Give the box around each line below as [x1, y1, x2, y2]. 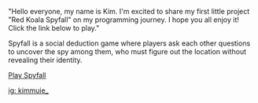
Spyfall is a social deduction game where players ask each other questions [8, 39, 251, 48]
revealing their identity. [8, 55, 83, 64]
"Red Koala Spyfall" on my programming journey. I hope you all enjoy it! [8, 15, 240, 24]
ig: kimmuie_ [8, 86, 49, 95]
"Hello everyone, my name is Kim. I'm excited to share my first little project [8, 7, 250, 16]
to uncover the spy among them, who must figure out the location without [8, 47, 246, 56]
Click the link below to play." [8, 24, 100, 32]
